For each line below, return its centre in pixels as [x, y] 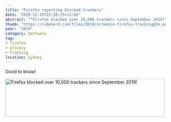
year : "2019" [19, 29]
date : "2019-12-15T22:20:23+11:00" [43, 15]
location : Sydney [24, 57]
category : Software [26, 34]
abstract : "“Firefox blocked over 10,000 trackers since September [78, 19]
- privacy [16, 48]
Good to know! [21, 72]
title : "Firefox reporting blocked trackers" [54, 10]
